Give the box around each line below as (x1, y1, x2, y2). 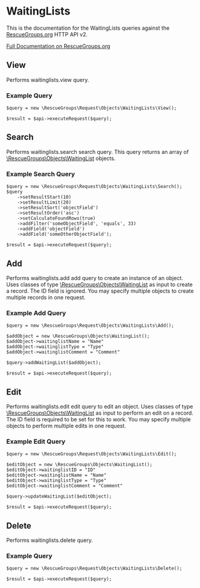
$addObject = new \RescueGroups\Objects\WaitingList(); (6, 333, 150, 339)
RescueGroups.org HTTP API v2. (6, 30, 88, 38)
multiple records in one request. (6, 293, 86, 301)
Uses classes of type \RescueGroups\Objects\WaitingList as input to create (6, 281, 193, 288)
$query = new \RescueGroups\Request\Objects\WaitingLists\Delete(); (6, 566, 182, 572)
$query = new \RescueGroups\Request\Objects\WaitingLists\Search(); (6, 184, 182, 190)
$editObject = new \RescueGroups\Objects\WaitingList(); (6, 462, 153, 468)
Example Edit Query (6, 438, 66, 446)
